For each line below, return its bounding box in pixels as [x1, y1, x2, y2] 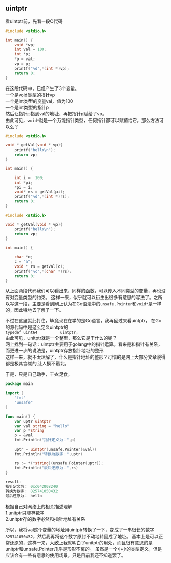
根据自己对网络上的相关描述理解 [5, 503, 72, 509]
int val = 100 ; [14, 47, 47, 52]
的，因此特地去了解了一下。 [5, 307, 64, 313]
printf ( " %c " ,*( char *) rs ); [14, 269, 72, 274]
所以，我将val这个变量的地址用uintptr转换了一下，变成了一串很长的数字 [5, 526, 154, 533]
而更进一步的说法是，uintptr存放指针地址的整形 [5, 348, 104, 354]
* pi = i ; [14, 185, 33, 190]
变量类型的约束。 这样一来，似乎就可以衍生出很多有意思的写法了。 [14, 294, 154, 301]
